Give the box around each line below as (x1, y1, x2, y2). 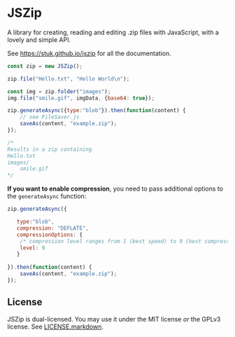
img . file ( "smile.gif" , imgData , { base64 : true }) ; (7, 95, 155, 102)
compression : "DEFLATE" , (16, 224, 90, 232)
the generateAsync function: (7, 192, 87, 200)
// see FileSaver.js (20, 114, 80, 121)
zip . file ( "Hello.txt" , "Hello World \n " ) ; (7, 75, 130, 82)
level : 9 (20, 244, 45, 252)
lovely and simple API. (7, 35, 71, 43)
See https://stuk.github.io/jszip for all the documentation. (7, 49, 171, 57)
